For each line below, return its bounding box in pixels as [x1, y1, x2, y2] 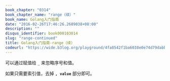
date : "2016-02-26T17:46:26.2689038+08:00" [5, 21, 99, 27]
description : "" [5, 26, 39, 31]
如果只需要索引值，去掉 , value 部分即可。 [5, 70, 95, 76]
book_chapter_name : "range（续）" [5, 12, 76, 17]
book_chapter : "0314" [5, 7, 51, 13]
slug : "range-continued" [5, 36, 58, 41]
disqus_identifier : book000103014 [5, 31, 78, 36]
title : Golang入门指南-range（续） [5, 40, 75, 46]
